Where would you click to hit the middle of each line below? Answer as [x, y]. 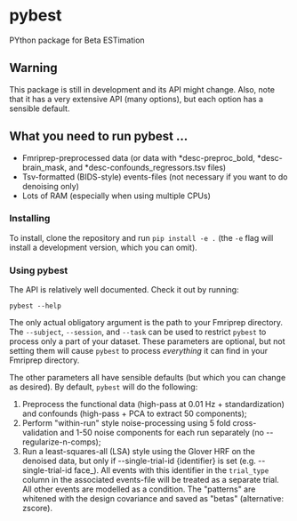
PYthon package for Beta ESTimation [77, 40]
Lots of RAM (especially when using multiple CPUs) [116, 196]
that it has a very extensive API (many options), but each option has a [136, 99]
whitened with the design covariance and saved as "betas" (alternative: [153, 499]
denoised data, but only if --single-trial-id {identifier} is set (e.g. [139, 461]
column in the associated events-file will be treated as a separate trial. [151, 480]
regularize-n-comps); [61, 442]
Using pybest [39, 270]
